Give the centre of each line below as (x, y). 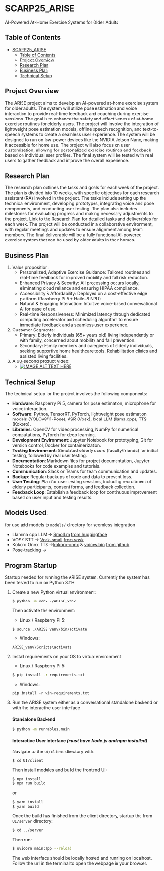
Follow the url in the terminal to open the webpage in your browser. (80, 863)
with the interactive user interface (46, 708)
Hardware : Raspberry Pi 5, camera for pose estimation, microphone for (84, 403)
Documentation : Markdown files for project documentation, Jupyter (81, 461)
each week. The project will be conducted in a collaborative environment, (79, 224)
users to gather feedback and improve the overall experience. (67, 160)
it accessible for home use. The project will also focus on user (68, 145)
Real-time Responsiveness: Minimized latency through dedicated (85, 314)
